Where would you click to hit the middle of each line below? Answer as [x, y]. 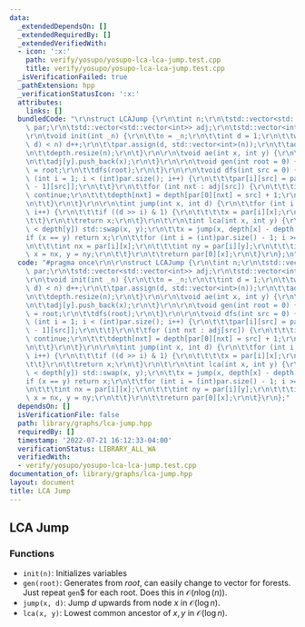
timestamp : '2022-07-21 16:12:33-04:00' [95, 440]
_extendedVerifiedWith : [62, 43]
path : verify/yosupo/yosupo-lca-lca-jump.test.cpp [123, 60]
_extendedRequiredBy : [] [64, 35]
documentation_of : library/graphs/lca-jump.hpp [101, 474]
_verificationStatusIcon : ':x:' [79, 94]
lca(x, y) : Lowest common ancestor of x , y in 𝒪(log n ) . [125, 613]
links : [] [44, 111]
